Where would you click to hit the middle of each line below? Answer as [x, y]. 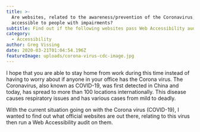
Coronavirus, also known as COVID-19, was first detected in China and [93, 85]
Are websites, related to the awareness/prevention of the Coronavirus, [104, 17]
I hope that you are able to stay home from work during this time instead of [98, 73]
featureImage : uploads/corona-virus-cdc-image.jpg [70, 56]
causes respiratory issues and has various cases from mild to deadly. [91, 98]
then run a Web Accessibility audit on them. [60, 122]
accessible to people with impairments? [62, 23]
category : [18, 34]
